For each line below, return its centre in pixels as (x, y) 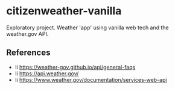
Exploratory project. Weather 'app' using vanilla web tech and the (87, 27)
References (28, 53)
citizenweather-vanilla (64, 11)
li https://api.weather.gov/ (47, 73)
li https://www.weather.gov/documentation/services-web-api (91, 79)
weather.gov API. (27, 33)
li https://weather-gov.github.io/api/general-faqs (75, 67)
